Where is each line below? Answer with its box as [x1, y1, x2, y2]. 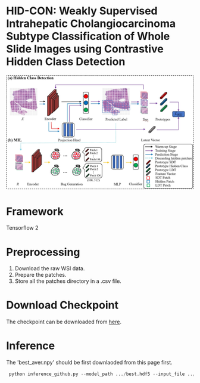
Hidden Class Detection [6, 55, 126, 69]
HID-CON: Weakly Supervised [6, 4, 158, 18]
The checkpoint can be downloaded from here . [6, 318, 122, 326]
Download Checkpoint [6, 298, 119, 312]
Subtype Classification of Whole [6, 30, 170, 43]
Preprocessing [6, 245, 80, 259]
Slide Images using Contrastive [6, 42, 164, 56]
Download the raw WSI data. [14, 265, 85, 272]
